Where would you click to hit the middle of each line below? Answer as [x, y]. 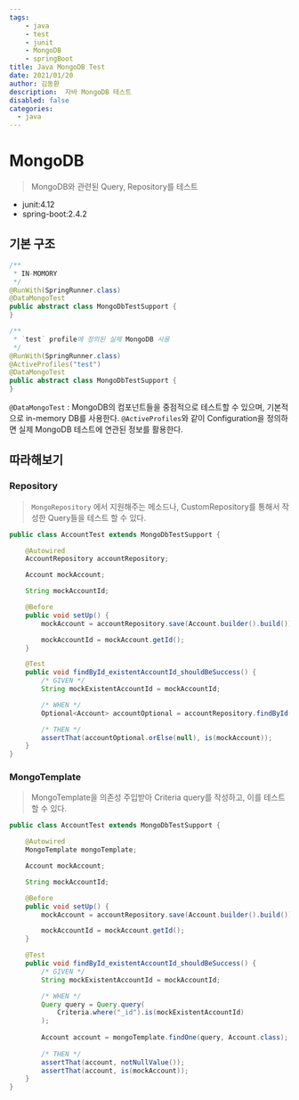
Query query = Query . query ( [93, 1004]
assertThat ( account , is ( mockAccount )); [115, 1071]
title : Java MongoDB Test [57, 68]
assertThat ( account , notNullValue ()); [113, 1062]
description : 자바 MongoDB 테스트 [70, 92]
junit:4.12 [38, 205]
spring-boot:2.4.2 [54, 214]
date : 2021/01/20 [41, 76]
